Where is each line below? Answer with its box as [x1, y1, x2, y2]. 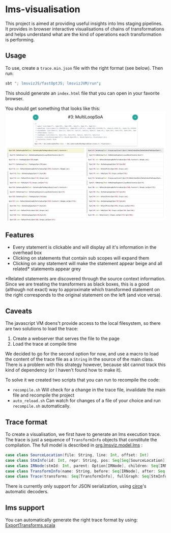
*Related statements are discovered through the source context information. [5, 276, 166, 282]
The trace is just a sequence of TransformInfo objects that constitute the [5, 436, 157, 442]
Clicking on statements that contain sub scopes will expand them [12, 255, 149, 261]
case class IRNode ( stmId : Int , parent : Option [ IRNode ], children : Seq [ [5, 463, 161, 468]
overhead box [12, 249, 42, 256]
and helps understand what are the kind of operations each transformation [5, 31, 162, 37]
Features [5, 231, 34, 239]
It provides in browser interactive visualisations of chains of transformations [5, 25, 164, 32]
